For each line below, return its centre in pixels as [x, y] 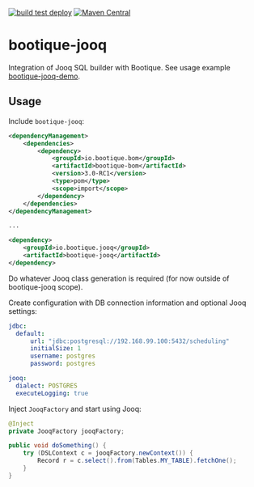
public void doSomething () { [57, 446]
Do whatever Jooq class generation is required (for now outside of [119, 278]
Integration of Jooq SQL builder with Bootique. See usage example [119, 67]
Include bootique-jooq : [47, 121]
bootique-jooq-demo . [44, 76]
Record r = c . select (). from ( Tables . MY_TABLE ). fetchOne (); [137, 461]
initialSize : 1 [55, 349]
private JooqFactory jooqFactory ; [67, 431]
